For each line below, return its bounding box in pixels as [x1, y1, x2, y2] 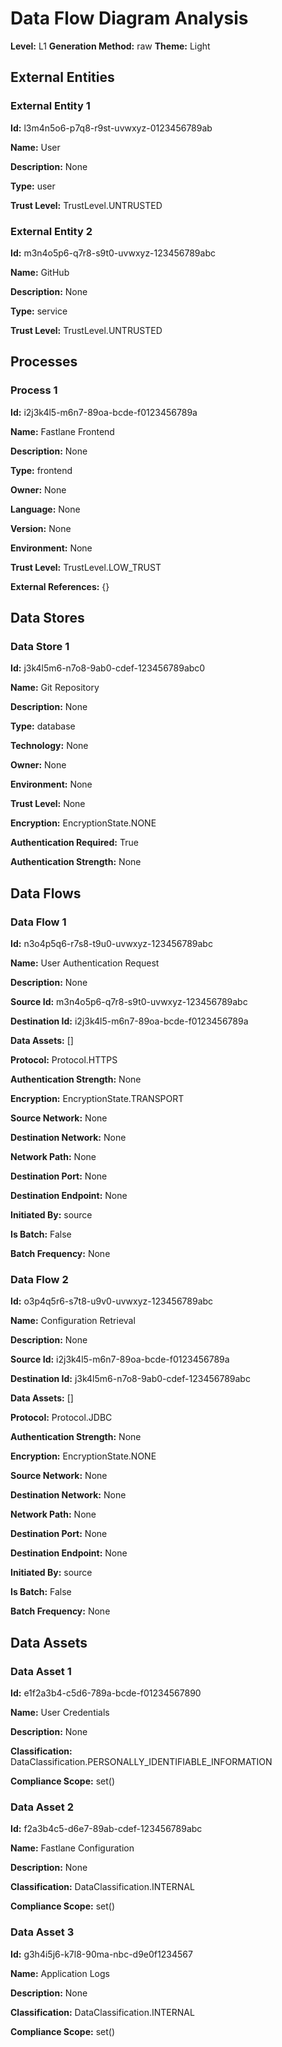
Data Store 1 [10, 639, 70, 653]
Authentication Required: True [10, 837, 139, 849]
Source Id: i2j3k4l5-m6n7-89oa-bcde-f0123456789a [10, 1353, 230, 1366]
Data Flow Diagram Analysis [10, 7, 249, 30]
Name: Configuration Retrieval [10, 1315, 136, 1327]
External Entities [10, 69, 115, 86]
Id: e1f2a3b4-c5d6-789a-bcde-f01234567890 [10, 1687, 202, 1699]
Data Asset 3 [10, 1925, 75, 1939]
